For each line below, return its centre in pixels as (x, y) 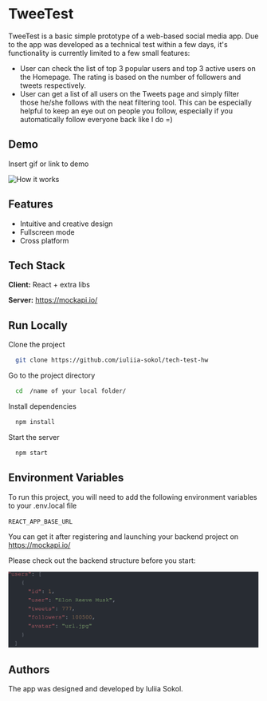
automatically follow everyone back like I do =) (96, 119)
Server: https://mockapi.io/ (53, 300)
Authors (29, 669)
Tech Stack (37, 265)
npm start (31, 453)
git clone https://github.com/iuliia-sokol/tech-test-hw (112, 360)
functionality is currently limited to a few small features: (99, 53)
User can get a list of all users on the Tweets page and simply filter (130, 93)
